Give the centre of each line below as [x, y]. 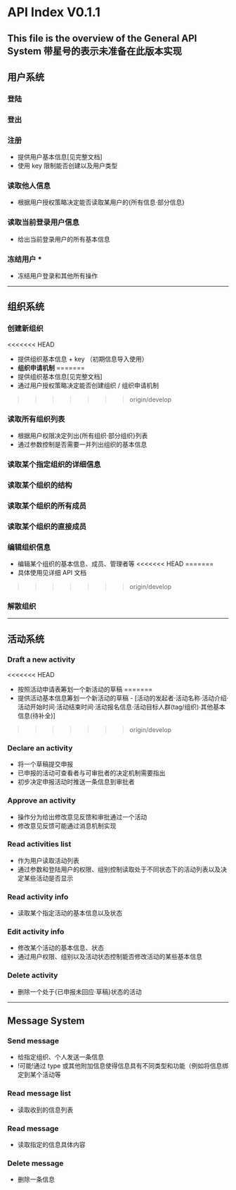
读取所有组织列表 [36, 419]
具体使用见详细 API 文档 [52, 572]
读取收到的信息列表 [45, 1110]
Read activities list [39, 844]
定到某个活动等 [39, 1074]
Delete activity [33, 975]
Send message [33, 1041]
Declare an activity [40, 748]
